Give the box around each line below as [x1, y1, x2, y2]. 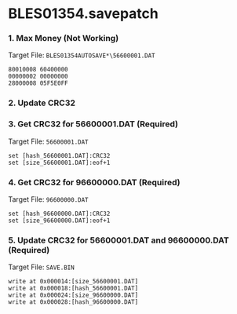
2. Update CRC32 [8, 97, 76, 108]
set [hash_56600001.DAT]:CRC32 [8, 152, 111, 159]
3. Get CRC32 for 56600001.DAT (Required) [8, 119, 179, 130]
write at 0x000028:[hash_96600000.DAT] [8, 298, 139, 306]
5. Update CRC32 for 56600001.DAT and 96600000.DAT [8, 235, 230, 246]
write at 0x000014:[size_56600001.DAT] [8, 278, 139, 286]
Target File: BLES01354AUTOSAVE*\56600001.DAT [8, 50, 155, 60]
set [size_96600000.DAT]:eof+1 [8, 217, 111, 225]
